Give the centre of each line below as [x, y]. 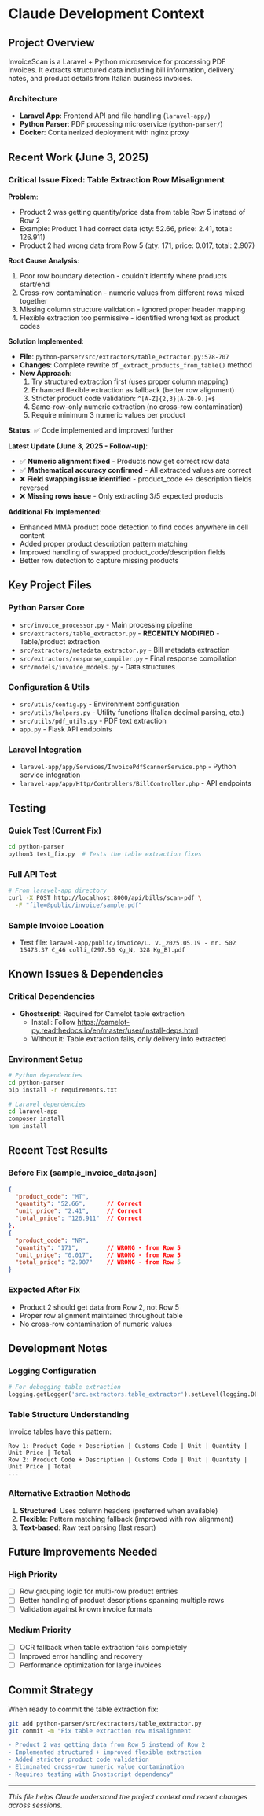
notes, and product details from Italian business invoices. [101, 78]
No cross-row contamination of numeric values [96, 1324]
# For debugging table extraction [65, 1387]
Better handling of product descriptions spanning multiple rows [122, 1601]
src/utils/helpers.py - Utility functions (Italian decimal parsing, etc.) [132, 712]
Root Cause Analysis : [44, 260]
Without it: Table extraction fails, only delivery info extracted [128, 1038]
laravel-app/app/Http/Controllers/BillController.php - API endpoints [135, 783]
